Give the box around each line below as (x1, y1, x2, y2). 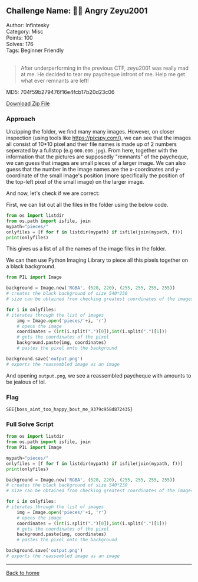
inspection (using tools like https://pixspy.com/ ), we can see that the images (6, 134, 192, 142)
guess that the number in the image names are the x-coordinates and (6, 166, 174, 173)
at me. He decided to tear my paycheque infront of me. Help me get (20, 70, 186, 77)
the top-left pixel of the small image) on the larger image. (6, 178, 144, 186)
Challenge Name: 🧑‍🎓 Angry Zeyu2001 (6, 6, 148, 16)
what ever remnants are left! (20, 77, 90, 84)
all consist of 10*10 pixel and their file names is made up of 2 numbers (6, 141, 177, 148)
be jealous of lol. (6, 378, 47, 385)
